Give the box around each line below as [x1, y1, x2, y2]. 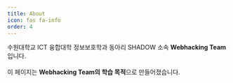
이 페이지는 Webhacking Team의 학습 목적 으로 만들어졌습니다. [7, 68, 180, 77]
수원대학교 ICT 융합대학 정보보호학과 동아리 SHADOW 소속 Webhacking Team [7, 43, 227, 52]
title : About [7, 10, 46, 17]
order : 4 [7, 23, 33, 30]
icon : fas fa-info [7, 17, 61, 24]
